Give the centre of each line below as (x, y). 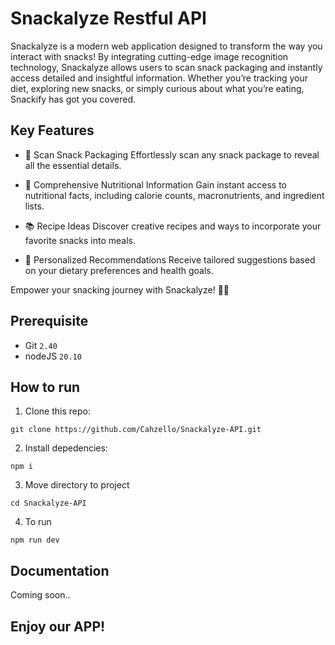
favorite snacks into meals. (80, 240)
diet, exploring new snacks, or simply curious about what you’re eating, (157, 88)
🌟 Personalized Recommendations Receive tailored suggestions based (170, 259)
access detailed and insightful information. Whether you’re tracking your (159, 78)
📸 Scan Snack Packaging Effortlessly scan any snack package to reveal (172, 154)
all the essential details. (73, 165)
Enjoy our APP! (58, 626)
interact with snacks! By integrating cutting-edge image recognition (149, 56)
